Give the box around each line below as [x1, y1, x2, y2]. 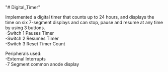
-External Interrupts [5, 56, 46, 62]
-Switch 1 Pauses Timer [5, 30, 54, 36]
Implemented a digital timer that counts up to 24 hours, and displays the [5, 14, 154, 20]
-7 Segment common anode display [5, 61, 79, 67]
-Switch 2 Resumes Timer [5, 35, 59, 41]
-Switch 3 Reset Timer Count [5, 41, 65, 47]
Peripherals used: [5, 50, 42, 56]
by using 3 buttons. [5, 25, 45, 31]
